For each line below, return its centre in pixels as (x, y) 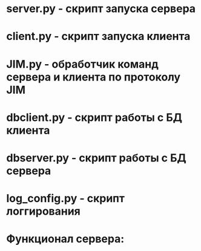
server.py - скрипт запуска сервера (101, 9)
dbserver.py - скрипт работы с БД (96, 158)
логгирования (43, 211)
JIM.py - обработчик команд (82, 64)
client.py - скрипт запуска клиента (98, 37)
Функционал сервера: (65, 239)
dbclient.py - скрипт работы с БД (94, 117)
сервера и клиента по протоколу (93, 77)
